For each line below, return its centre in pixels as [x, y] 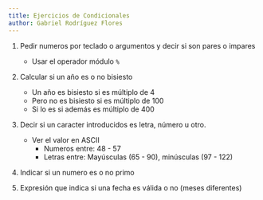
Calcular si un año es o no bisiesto [76, 76]
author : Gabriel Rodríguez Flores [66, 23]
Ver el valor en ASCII [65, 139]
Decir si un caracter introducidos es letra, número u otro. [113, 124]
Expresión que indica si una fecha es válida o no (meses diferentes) [131, 187]
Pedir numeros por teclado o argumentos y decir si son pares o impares [137, 45]
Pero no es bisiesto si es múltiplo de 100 [98, 100]
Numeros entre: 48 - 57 [82, 148]
